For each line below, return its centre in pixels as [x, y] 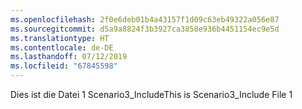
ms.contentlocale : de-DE [62, 47]
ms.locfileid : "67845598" [64, 66]
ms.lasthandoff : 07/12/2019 [69, 57]
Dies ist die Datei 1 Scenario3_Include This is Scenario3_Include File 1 [151, 94]
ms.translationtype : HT [60, 38]
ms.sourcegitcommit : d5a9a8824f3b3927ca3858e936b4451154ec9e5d [145, 29]
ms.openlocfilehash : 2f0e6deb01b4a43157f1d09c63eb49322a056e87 [145, 19]
